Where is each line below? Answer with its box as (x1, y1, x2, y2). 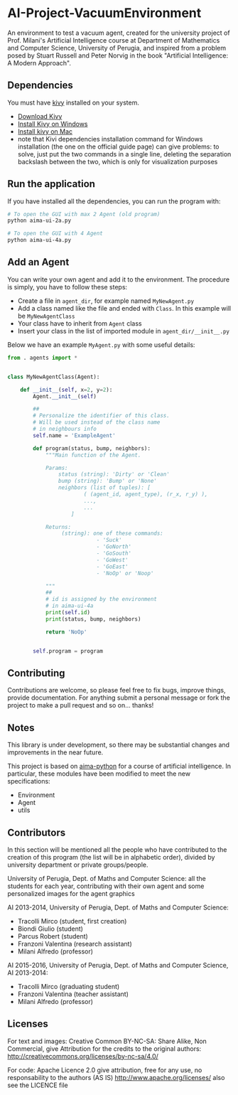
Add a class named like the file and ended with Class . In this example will (17, 304, 232, 312)
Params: (45, 464, 69, 471)
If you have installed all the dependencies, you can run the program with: (7, 197, 221, 205)
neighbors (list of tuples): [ (58, 484, 151, 491)
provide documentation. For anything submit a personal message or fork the (7, 693, 231, 702)
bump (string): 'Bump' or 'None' (58, 478, 158, 485)
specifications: (7, 777, 51, 786)
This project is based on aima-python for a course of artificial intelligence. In (7, 762, 231, 771)
